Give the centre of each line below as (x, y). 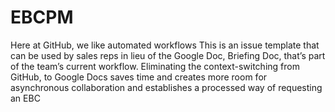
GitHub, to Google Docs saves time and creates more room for (139, 77)
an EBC (25, 98)
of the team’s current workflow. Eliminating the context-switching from (155, 66)
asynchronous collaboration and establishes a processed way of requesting (166, 87)
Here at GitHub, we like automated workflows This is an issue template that (165, 45)
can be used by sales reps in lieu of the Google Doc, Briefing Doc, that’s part (168, 55)
